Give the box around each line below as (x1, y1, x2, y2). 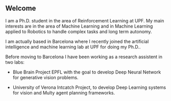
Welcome (5, 4, 36, 13)
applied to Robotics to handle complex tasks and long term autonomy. (5, 28, 152, 35)
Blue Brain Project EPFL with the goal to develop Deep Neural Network (12, 69, 161, 75)
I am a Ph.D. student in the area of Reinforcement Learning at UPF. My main (5, 17, 164, 23)
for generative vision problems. (12, 74, 79, 81)
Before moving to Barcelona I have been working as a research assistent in (5, 54, 162, 60)
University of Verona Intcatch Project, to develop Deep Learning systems (12, 84, 166, 90)
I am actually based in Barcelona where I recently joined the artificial (5, 38, 149, 44)
